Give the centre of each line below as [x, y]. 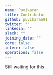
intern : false [20, 48]
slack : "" [15, 33]
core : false [17, 43]
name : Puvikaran [22, 10]
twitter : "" [17, 24]
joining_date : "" [23, 39]
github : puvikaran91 [27, 19]
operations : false [24, 52]
